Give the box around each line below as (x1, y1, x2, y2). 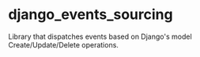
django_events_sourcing (8, 6, 173, 24)
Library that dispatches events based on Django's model (8, 32, 192, 41)
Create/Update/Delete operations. (8, 40, 119, 49)
